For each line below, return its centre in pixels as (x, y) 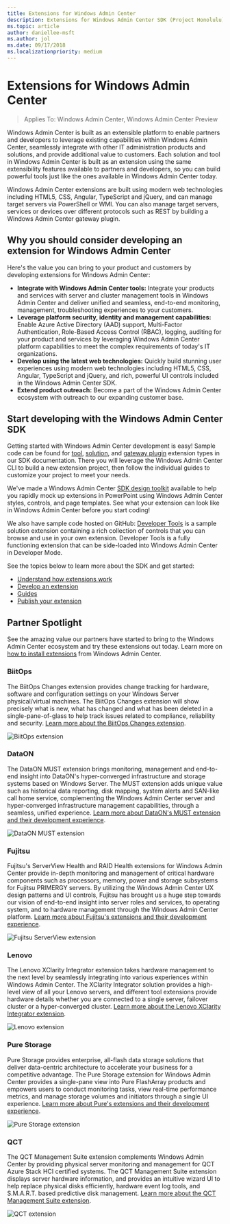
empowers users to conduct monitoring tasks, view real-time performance (112, 1089)
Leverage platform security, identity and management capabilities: (114, 317)
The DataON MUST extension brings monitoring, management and (101, 769)
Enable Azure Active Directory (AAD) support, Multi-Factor (100, 324)
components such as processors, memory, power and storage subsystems (113, 880)
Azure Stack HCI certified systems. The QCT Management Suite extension (112, 1172)
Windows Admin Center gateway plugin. (64, 218)
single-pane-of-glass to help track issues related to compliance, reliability (111, 716)
